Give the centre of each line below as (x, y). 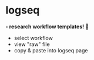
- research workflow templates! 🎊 (47, 26)
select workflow (33, 38)
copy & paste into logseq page (51, 50)
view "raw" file (32, 44)
